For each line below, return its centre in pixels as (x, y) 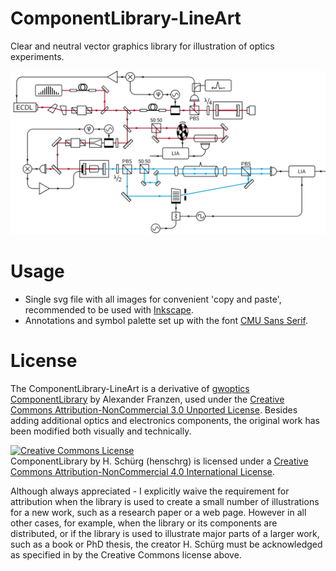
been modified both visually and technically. (101, 431)
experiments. (37, 56)
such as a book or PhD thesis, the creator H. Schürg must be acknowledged (166, 544)
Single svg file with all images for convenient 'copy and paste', (153, 299)
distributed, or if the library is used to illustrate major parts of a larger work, (165, 533)
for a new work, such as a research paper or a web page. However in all (158, 512)
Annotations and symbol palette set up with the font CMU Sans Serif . (166, 320)
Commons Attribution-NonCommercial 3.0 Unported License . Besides (154, 409)
